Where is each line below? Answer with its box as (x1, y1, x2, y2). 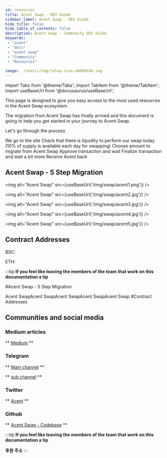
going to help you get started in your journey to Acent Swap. (5, 118, 131, 124)
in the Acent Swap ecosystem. (5, 103, 69, 109)
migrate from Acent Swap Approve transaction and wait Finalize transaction (5, 148, 162, 154)
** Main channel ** (5, 364, 45, 370)
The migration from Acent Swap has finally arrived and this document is (5, 113, 154, 119)
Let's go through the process (5, 128, 65, 134)
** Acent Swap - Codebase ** (5, 422, 68, 428)
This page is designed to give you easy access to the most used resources (5, 97, 160, 104)
